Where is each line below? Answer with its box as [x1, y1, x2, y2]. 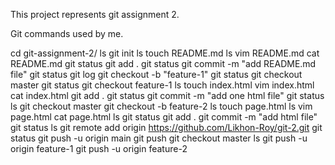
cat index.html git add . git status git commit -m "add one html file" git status [10, 90, 325, 101]
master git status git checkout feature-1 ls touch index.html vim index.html [10, 79, 315, 91]
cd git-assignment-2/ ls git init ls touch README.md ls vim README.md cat [10, 47, 320, 59]
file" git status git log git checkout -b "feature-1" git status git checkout [10, 69, 303, 80]
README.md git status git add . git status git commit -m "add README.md [10, 58, 317, 69]
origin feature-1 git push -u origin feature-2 [10, 143, 188, 154]
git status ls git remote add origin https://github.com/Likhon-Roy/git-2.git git [10, 122, 323, 133]
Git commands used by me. [10, 28, 124, 39]
